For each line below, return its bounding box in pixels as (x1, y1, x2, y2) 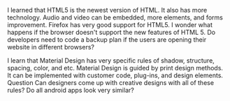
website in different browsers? (7, 43, 94, 51)
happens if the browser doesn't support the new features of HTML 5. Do (7, 28, 215, 36)
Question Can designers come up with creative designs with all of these (7, 79, 215, 86)
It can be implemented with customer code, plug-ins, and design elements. (7, 71, 224, 79)
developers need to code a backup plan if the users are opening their (7, 36, 207, 44)
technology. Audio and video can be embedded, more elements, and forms (7, 13, 224, 22)
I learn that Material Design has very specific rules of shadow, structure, (7, 56, 215, 65)
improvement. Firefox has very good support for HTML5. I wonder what (7, 21, 213, 29)
